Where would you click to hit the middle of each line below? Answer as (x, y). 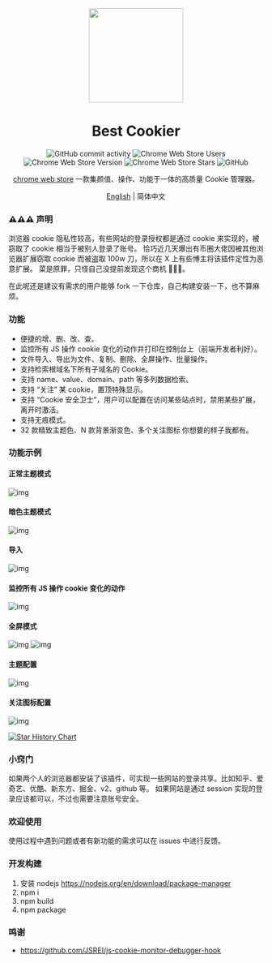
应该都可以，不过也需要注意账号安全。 (79, 799)
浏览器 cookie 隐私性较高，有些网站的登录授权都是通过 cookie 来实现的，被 (134, 239)
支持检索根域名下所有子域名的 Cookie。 (86, 369)
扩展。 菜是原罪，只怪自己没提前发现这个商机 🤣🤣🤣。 (102, 269)
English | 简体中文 (136, 196)
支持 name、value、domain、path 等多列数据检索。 (106, 379)
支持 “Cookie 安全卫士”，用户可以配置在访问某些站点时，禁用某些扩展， (140, 399)
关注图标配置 (30, 703)
